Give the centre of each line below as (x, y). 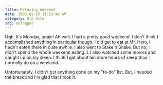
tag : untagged (19, 23)
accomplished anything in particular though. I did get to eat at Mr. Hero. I (78, 42)
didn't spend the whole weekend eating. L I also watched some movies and (81, 52)
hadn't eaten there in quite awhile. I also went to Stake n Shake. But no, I (77, 47)
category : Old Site (25, 18)
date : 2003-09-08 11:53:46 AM (36, 14)
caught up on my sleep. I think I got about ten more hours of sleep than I (77, 58)
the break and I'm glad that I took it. (41, 77)
